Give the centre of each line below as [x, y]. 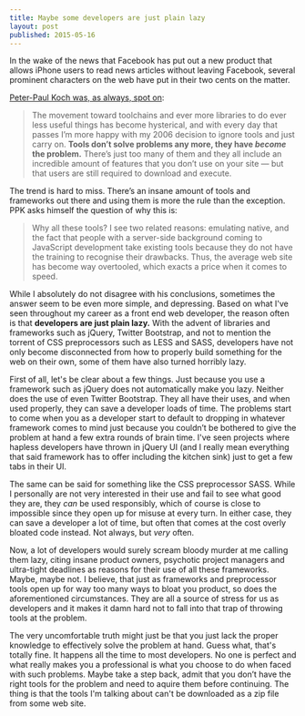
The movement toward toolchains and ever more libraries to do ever [159, 116]
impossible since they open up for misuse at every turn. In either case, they [151, 513]
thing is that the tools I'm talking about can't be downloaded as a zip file [144, 694]
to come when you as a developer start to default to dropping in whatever [147, 418]
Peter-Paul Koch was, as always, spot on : [87, 97]
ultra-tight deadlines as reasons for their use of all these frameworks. [140, 569]
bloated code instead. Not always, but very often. [102, 533]
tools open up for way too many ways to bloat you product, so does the [143, 589]
